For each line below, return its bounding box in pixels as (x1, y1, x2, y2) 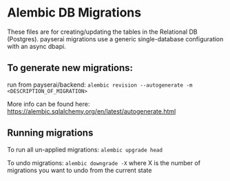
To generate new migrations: (7, 62, 133, 74)
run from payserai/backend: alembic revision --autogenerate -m (7, 81, 193, 89)
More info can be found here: (7, 100, 90, 108)
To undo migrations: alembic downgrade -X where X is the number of (7, 158, 201, 167)
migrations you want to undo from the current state (7, 166, 152, 174)
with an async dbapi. (7, 42, 67, 50)
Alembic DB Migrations (7, 5, 142, 21)
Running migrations (7, 127, 94, 139)
